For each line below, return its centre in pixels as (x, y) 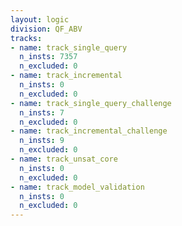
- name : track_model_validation (77, 187)
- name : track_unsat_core (64, 159)
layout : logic (40, 19)
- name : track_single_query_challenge (91, 103)
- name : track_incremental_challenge (89, 131)
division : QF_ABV (46, 29)
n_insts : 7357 (48, 57)
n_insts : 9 (42, 141)
